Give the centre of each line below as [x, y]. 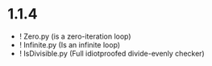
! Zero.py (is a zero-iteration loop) [75, 36]
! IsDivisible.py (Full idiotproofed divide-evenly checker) [112, 53]
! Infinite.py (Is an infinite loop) [70, 44]
